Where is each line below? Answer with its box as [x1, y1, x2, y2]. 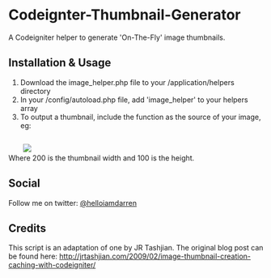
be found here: [8, 251, 58, 261]
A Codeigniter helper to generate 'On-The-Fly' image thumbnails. [8, 32, 226, 42]
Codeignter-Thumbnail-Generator [8, 6, 241, 24]
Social [8, 177, 40, 190]
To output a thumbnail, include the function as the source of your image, [19, 112, 261, 122]
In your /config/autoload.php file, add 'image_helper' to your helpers [19, 95, 248, 105]
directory [19, 86, 51, 96]
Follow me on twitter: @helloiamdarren [8, 198, 138, 207]
